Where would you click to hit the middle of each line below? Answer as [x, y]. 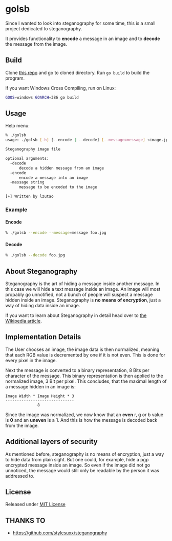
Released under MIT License [35, 505]
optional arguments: [27, 159]
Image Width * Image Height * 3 [40, 396]
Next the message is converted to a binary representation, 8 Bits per [77, 370]
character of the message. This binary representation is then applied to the [84, 376]
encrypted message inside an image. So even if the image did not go [78, 465]
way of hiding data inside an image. [43, 305]
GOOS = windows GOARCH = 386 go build [42, 97]
